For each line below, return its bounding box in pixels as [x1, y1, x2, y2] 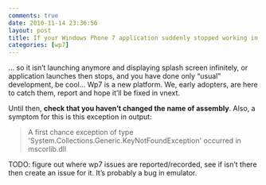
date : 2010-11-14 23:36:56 [8, 19, 98, 27]
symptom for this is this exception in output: [8, 112, 153, 121]
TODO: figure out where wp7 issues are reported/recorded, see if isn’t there [8, 160, 257, 169]
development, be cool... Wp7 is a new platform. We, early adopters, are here [8, 80, 258, 90]
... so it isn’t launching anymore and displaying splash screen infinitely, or [8, 63, 248, 72]
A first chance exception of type [27, 128, 134, 137]
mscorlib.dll [27, 145, 67, 154]
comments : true [8, 11, 59, 20]
